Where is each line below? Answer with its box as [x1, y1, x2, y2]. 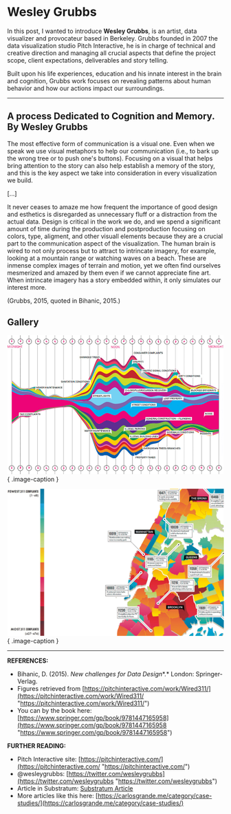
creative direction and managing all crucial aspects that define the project [7, 49, 216, 57]
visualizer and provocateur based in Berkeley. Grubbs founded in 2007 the [7, 34, 218, 42]
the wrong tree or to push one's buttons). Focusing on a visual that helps [7, 154, 213, 162]
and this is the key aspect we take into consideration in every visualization [7, 169, 217, 177]
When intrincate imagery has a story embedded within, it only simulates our [7, 276, 221, 284]
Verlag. [16, 677, 38, 685]
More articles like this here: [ [16, 791, 98, 800]
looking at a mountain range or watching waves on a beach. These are [7, 254, 207, 262]
